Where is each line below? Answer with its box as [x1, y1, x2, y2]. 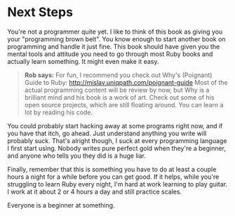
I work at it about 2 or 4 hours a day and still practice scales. [7, 187, 182, 196]
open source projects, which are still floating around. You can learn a [24, 100, 224, 109]
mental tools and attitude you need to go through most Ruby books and [7, 50, 213, 58]
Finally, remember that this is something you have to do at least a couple [7, 165, 217, 173]
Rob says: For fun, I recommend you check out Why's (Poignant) [24, 71, 213, 79]
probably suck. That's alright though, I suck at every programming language [7, 136, 227, 144]
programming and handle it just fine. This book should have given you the [7, 42, 220, 50]
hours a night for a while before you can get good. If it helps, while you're [7, 173, 220, 181]
